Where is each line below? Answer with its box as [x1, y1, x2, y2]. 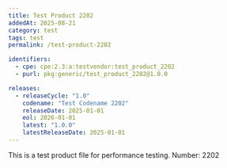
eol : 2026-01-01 [22, 114, 77, 122]
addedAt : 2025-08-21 [8, 19, 77, 27]
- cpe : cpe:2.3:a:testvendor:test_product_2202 [15, 63, 176, 71]
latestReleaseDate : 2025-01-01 [22, 128, 126, 137]
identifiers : [8, 55, 51, 63]
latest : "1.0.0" [22, 121, 77, 129]
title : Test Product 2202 [8, 11, 93, 20]
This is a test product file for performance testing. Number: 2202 [8, 150, 220, 159]
